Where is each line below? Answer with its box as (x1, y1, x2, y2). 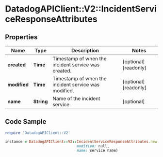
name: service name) (77, 148, 118, 153)
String (33, 98, 48, 105)
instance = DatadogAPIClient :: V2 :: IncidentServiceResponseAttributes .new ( (5, 139, 160, 144)
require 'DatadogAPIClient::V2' (5, 130, 70, 135)
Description (71, 47, 99, 54)
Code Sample (5, 117, 47, 126)
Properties (5, 33, 38, 41)
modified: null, (77, 143, 110, 148)
